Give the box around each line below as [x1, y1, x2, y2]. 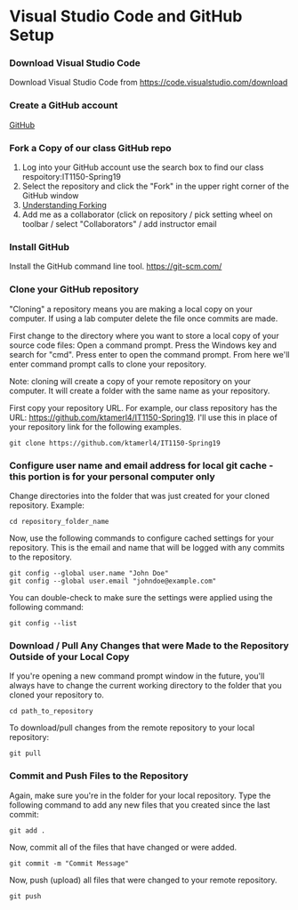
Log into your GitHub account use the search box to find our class [21, 162, 264, 173]
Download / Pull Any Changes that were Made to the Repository [9, 639, 289, 651]
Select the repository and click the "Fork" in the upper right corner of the [21, 181, 289, 192]
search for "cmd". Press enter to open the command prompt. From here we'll [9, 349, 291, 359]
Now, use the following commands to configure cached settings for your [9, 532, 274, 544]
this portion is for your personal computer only [9, 470, 215, 482]
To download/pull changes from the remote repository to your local [9, 722, 255, 733]
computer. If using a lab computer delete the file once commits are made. [9, 313, 278, 324]
